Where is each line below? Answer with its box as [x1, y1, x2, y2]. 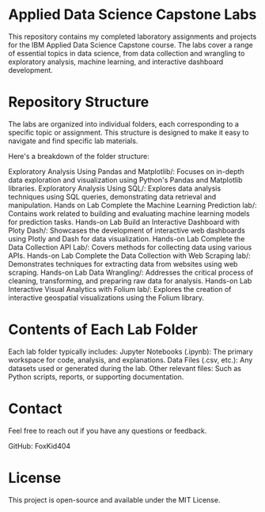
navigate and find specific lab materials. [8, 136, 138, 146]
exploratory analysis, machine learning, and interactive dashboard [8, 57, 224, 66]
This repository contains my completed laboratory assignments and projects [8, 32, 257, 41]
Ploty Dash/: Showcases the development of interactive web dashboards [8, 226, 245, 235]
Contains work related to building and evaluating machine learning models [8, 208, 251, 218]
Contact [8, 400, 62, 417]
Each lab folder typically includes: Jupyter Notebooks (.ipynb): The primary [8, 347, 253, 356]
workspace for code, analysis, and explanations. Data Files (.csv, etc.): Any [8, 355, 253, 365]
